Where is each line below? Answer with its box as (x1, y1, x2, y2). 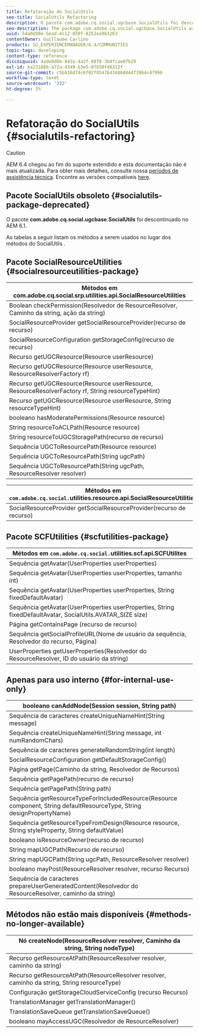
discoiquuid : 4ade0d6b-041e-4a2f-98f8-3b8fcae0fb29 (6, 58, 136, 64)
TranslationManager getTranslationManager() (9, 997, 136, 1006)
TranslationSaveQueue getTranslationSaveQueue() (9, 1007, 150, 1016)
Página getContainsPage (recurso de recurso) (9, 620, 137, 629)
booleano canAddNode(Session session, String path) (23, 702, 176, 710)
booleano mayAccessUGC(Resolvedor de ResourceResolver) (9, 1017, 179, 1025)
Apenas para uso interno (6, 674, 99, 685)
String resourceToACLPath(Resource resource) (9, 423, 140, 432)
